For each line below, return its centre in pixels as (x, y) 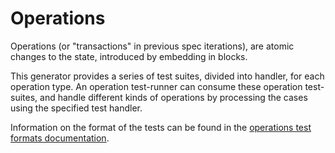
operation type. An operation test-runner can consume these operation (156, 86)
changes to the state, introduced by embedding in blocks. (129, 56)
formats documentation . (60, 138)
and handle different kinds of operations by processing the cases (173, 97)
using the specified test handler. (76, 108)
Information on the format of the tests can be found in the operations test (161, 127)
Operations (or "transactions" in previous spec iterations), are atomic (152, 46)
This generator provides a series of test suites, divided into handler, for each (167, 76)
